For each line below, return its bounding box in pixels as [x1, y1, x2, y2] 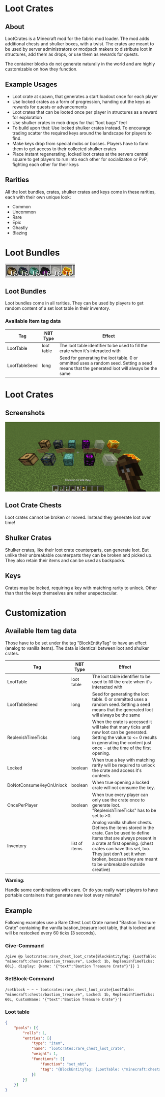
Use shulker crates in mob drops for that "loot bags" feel [12, 119, 127, 126]
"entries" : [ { [23, 1035, 52, 1041]
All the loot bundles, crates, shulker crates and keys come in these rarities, [5, 189, 156, 195]
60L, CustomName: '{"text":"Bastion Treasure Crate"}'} [5, 997, 122, 1002]
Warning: [5, 877, 25, 883]
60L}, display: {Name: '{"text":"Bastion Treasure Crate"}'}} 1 [5, 964, 139, 969]
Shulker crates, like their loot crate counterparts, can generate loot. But [5, 547, 149, 553]
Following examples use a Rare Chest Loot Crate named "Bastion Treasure [5, 920, 156, 926]
